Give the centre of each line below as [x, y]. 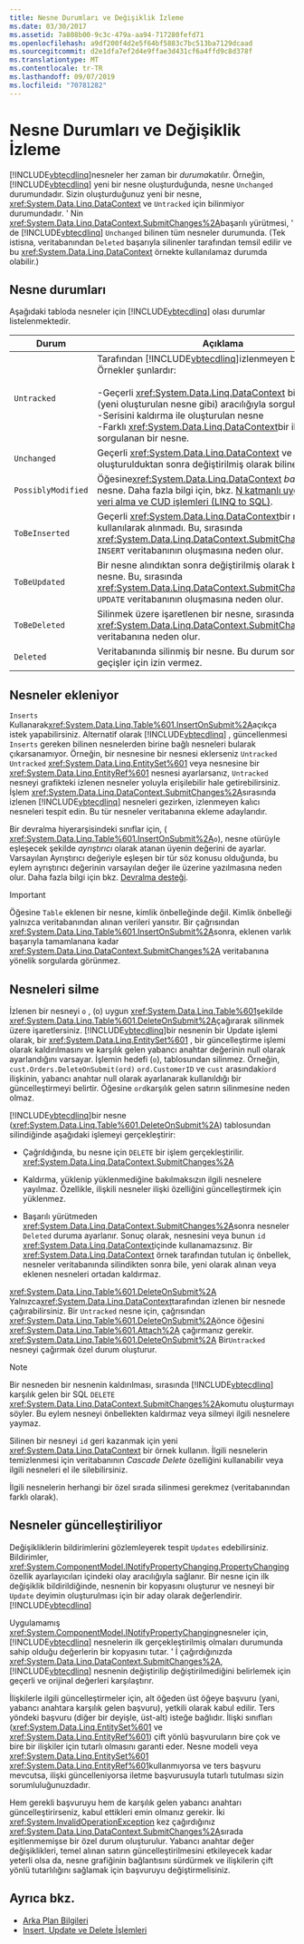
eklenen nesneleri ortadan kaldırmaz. [91, 1274]
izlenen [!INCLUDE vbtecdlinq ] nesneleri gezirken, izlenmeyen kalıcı [135, 802]
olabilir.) [24, 261]
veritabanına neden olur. [148, 637]
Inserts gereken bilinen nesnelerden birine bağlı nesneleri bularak [133, 744]
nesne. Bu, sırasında [139, 577]
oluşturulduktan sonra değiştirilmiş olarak [185, 464]
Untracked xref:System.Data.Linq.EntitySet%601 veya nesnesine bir [134, 764]
